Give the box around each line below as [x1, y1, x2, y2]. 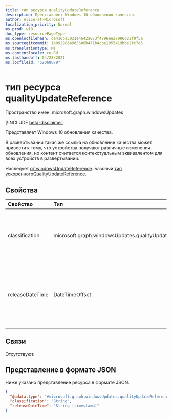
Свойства [5, 185, 38, 194]
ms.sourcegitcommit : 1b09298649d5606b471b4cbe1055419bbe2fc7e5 [5, 41, 143, 46]
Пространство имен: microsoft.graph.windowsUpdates [5, 109, 124, 115]
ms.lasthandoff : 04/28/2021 [5, 55, 66, 60]
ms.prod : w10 [5, 27, 33, 32]
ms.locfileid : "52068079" [5, 60, 60, 65]
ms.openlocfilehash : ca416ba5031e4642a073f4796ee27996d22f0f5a [5, 36, 143, 41]
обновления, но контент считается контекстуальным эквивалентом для [5, 150, 163, 156]
